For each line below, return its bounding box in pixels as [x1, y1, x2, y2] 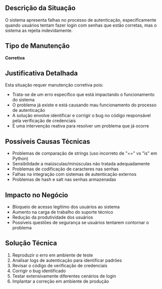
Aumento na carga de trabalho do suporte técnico [12, 209, 113, 215]
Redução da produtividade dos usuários [12, 214, 93, 221]
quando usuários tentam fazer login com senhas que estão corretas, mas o [5, 22, 157, 28]
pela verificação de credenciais [12, 118, 76, 124]
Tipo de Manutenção [5, 42, 70, 50]
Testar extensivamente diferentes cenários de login [12, 273, 116, 279]
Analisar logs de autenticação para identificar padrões [12, 257, 122, 263]
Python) [12, 156, 28, 161]
